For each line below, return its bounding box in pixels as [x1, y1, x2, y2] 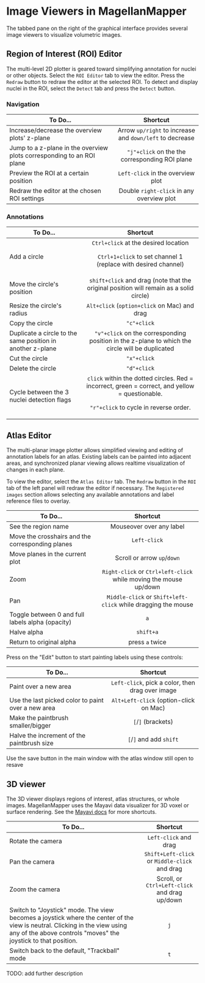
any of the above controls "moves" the [9, 928, 120, 937]
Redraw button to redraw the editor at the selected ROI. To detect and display [6, 78, 198, 85]
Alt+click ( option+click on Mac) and [86, 301, 194, 310]
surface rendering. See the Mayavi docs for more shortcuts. [6, 808, 157, 815]
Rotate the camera [9, 837, 62, 845]
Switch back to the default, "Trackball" [9, 946, 120, 955]
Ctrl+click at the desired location [92, 239, 189, 247]
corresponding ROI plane [120, 155, 192, 164]
